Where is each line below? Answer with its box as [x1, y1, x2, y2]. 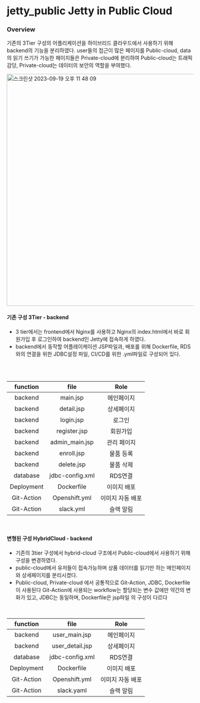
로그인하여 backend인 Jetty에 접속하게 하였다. [37, 335, 146, 343]
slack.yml [59, 505, 85, 513]
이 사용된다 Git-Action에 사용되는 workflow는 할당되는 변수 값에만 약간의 [15, 586, 185, 593]
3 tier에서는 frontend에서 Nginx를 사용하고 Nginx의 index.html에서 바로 [15, 328, 184, 335]
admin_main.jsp [50, 438, 94, 446]
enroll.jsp [59, 449, 85, 457]
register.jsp [56, 426, 88, 435]
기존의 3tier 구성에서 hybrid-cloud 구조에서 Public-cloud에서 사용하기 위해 [15, 549, 191, 556]
